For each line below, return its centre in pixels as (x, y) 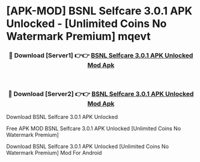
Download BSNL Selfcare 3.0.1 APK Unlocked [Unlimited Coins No (88, 146)
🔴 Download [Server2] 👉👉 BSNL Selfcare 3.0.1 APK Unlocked (101, 94)
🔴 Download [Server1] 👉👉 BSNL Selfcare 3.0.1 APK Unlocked (101, 56)
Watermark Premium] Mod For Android (54, 152)
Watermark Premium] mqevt (79, 36)
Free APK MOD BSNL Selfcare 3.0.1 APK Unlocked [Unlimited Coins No (94, 128)
